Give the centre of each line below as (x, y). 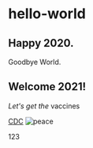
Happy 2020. (41, 43)
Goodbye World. (35, 62)
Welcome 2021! (47, 87)
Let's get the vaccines (44, 106)
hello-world (47, 14)
